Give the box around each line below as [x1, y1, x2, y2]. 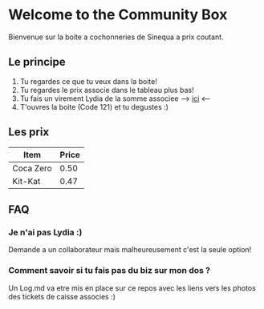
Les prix [8, 126, 50, 139]
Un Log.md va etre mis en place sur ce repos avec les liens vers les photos [8, 283, 257, 293]
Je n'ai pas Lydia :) [8, 227, 83, 238]
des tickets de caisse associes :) [8, 291, 116, 301]
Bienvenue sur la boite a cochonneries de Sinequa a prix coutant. [8, 32, 224, 42]
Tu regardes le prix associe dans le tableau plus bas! [19, 85, 194, 94]
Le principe [8, 55, 66, 69]
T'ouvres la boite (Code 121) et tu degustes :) [19, 102, 169, 111]
